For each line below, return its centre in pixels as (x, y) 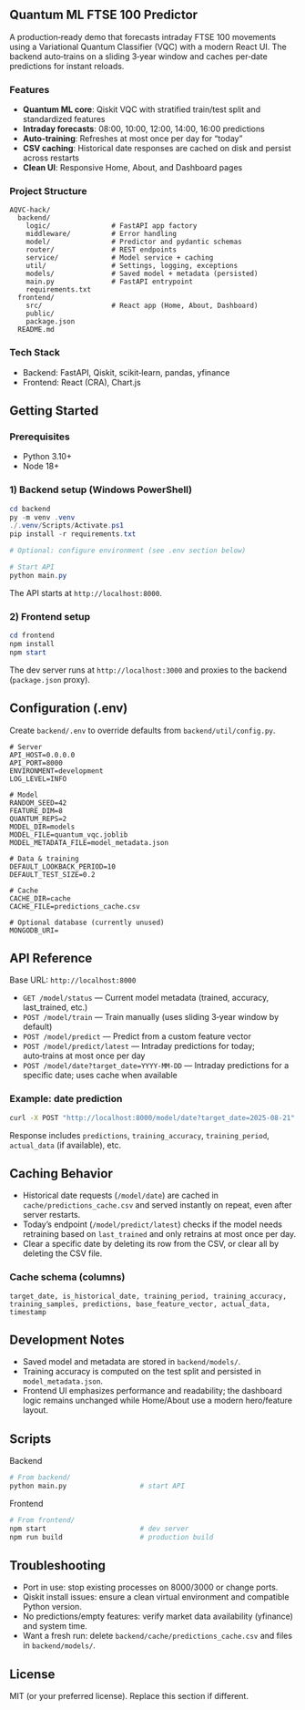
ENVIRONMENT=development (56, 771)
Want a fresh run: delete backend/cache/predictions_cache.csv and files (158, 1636)
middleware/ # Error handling (102, 234)
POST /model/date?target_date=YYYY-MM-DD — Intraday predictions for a (156, 1066)
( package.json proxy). (50, 679)
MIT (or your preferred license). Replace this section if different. (129, 1696)
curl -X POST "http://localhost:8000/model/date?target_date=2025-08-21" (152, 1118)
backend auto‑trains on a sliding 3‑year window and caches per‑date (139, 56)
